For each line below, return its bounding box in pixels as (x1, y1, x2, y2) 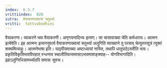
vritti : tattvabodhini (5, 21, 55, 26)
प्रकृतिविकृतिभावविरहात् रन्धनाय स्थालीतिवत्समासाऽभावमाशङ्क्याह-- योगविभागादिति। (5, 52, 136, 58)
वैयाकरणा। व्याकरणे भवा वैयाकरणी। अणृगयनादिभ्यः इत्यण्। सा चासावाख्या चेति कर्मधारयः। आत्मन (5, 35, 158, 41)
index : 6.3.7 (5, 7, 35, 12)
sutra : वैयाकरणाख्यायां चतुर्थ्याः (5, 16, 55, 21)
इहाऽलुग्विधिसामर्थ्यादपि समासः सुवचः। (5, 57, 64, 63)
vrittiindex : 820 (5, 12, 43, 17)
